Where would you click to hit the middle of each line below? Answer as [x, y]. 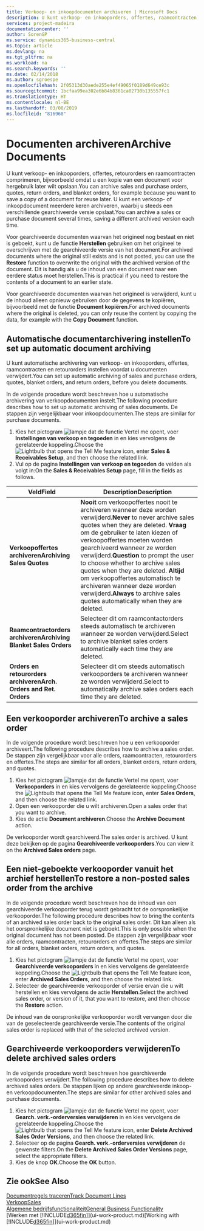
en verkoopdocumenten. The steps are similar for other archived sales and [99, 1092]
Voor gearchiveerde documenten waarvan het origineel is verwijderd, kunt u [101, 294]
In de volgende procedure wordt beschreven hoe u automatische [87, 394]
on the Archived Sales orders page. [52, 850]
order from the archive [49, 888]
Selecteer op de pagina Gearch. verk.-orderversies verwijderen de [100, 1143]
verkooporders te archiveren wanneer [134, 674]
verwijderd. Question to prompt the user [137, 556]
